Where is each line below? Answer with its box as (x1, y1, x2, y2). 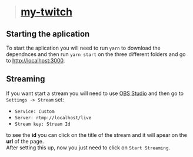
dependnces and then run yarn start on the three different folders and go (6, 51, 186, 58)
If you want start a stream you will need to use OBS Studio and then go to (6, 90, 184, 97)
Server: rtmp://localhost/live (14, 115, 92, 120)
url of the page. (6, 138, 44, 145)
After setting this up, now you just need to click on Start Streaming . (6, 144, 171, 151)
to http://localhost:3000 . (6, 57, 65, 64)
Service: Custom (14, 109, 55, 115)
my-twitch (20, 5, 72, 19)
